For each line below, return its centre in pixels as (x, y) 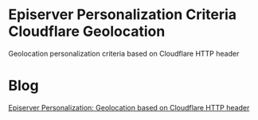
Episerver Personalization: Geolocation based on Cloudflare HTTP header (129, 107)
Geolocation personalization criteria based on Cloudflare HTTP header (124, 53)
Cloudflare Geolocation (87, 31)
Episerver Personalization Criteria (123, 15)
